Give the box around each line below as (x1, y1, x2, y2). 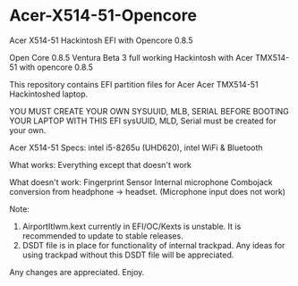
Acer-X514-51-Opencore (9, 5, 197, 26)
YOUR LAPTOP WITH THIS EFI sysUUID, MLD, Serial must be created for (9, 115, 277, 126)
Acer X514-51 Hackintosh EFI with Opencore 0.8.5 (9, 35, 193, 46)
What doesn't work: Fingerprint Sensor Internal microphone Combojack (9, 176, 273, 188)
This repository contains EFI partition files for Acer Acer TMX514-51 (9, 79, 259, 89)
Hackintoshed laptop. (9, 88, 89, 99)
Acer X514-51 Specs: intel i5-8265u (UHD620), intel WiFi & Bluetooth (9, 142, 263, 153)
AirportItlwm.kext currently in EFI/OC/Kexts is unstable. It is (21, 221, 242, 231)
